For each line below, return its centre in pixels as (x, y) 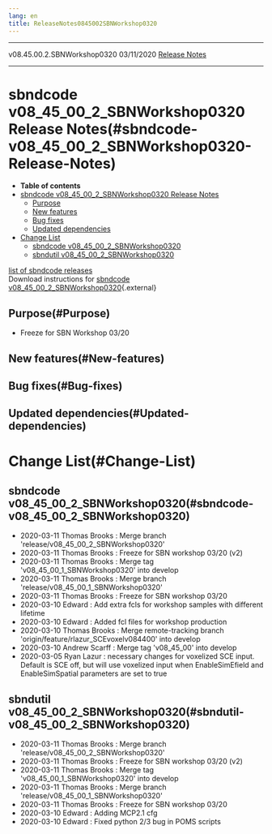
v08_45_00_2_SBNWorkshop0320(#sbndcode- (131, 503)
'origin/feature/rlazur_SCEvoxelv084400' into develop (110, 639)
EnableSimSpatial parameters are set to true (93, 673)
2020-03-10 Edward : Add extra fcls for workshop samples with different (141, 604)
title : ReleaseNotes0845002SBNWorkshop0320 (83, 24)
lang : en (23, 16)
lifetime (32, 613)
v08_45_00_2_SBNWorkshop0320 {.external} (83, 288)
